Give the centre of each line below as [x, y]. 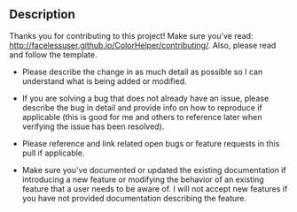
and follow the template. [53, 54]
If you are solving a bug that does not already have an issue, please [145, 98]
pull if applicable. [53, 153]
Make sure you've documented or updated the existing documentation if [154, 170]
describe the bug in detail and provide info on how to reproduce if [142, 107]
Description [42, 15]
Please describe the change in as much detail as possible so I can [142, 72]
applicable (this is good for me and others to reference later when [142, 117]
